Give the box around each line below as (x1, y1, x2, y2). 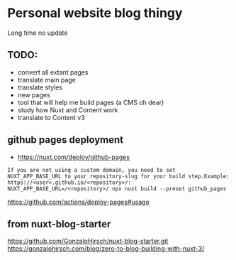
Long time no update (7, 28, 68, 37)
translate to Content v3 (17, 113, 85, 121)
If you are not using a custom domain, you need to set (7, 166, 176, 173)
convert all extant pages (17, 67, 89, 76)
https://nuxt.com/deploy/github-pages (17, 153, 130, 161)
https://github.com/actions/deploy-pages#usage (7, 197, 150, 206)
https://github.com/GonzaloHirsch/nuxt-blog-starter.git (7, 237, 169, 246)
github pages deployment (7, 134, 124, 146)
